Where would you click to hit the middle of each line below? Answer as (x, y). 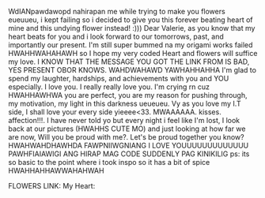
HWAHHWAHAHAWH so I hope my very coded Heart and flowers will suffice (133, 53)
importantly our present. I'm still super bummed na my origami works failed (131, 45)
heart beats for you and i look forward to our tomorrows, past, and (116, 36)
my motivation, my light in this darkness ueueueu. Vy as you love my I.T (125, 103)
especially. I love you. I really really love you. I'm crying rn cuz (109, 87)
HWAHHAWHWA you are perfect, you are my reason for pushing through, (128, 95)
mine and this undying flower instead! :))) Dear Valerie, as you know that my (132, 28)
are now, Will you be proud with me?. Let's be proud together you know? (126, 137)
